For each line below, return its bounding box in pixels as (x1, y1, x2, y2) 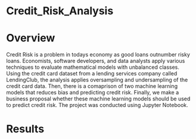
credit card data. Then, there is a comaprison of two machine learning (6, 83, 178, 90)
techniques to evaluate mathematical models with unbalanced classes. (6, 64, 180, 71)
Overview (6, 31, 55, 45)
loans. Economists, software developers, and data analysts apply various (6, 58, 185, 65)
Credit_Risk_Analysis (6, 4, 114, 18)
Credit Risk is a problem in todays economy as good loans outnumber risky (6, 51, 191, 58)
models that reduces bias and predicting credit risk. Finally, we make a (6, 89, 179, 96)
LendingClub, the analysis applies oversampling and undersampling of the (6, 76, 188, 84)
